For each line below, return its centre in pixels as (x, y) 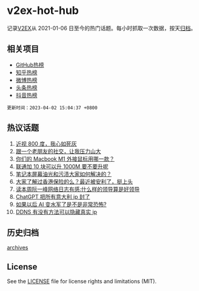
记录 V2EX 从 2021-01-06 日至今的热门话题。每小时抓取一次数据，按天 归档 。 (102, 28)
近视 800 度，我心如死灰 (46, 144)
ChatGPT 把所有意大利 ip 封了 (53, 196)
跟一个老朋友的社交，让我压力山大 (58, 151)
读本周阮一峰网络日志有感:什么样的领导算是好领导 (78, 189)
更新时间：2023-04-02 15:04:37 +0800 (52, 108)
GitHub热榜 (30, 65)
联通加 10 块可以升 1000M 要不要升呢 (62, 166)
